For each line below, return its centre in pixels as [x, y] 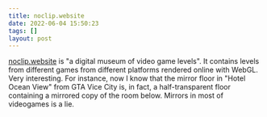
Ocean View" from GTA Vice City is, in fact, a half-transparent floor [120, 87]
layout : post [30, 38]
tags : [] [23, 31]
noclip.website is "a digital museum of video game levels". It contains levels [134, 61]
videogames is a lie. [42, 104]
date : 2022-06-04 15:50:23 [54, 23]
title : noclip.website [46, 16]
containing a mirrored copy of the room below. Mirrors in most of [116, 96]
